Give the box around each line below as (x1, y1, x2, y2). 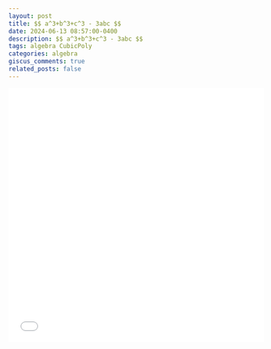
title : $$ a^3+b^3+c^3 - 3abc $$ (8, 20, 122, 28)
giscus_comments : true (8, 58, 85, 66)
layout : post (8, 11, 53, 20)
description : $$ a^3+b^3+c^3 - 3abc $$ (8, 34, 144, 43)
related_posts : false (8, 65, 82, 73)
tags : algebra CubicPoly (8, 42, 92, 50)
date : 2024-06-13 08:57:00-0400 (8, 27, 118, 35)
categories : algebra (8, 50, 79, 58)
